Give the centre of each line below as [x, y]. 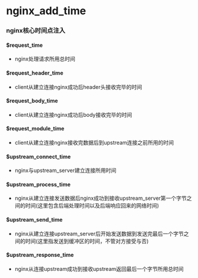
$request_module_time [35, 129]
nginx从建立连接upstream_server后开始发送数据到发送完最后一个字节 [99, 234]
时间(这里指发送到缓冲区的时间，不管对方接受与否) [87, 241]
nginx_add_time [46, 11]
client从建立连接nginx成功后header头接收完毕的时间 [78, 87]
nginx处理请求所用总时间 [45, 59]
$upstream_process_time [39, 184]
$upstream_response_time [40, 255]
